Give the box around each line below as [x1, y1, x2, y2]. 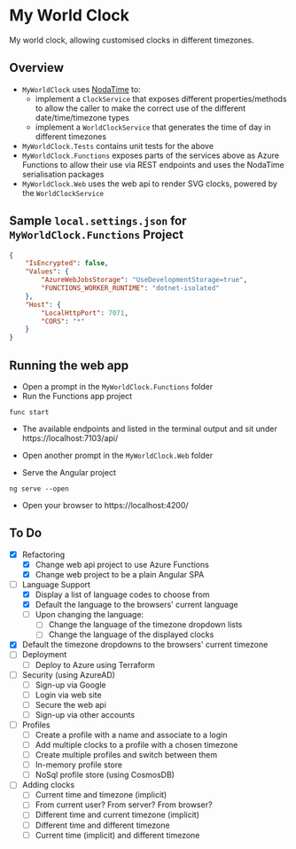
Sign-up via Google [35, 680, 106, 690]
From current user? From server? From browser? [35, 799, 213, 810]
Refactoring [21, 549, 66, 560]
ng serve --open [9, 484, 69, 493]
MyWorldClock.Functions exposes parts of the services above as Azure [21, 150, 279, 161]
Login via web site [35, 689, 102, 700]
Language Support [21, 579, 91, 590]
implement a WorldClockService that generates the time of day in [35, 122, 272, 132]
